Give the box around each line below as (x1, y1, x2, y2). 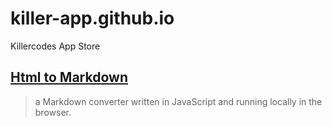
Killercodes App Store (10, 40, 101, 52)
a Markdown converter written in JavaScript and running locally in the (34, 95, 323, 107)
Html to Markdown (10, 69, 128, 86)
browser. (34, 106, 72, 118)
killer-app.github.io (10, 7, 175, 30)
